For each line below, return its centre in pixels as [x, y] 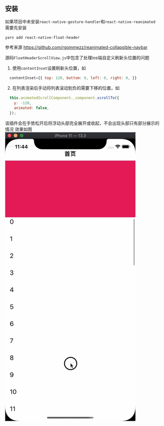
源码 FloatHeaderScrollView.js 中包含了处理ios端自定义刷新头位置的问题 [77, 57]
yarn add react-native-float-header [42, 37]
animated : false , [32, 108]
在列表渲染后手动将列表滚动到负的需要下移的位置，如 [66, 88]
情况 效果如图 [19, 129]
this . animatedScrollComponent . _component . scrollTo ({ [64, 98]
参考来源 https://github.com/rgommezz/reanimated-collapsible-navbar [76, 47]
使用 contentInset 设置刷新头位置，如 [49, 68]
